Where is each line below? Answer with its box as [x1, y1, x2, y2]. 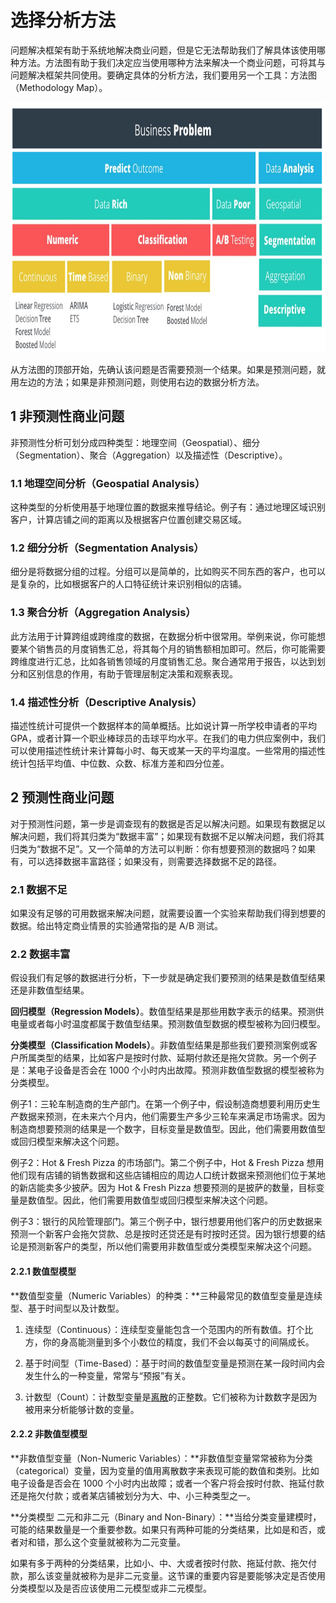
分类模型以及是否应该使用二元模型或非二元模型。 [10, 1582, 212, 1594]
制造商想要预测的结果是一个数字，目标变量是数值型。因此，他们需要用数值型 [10, 1123, 326, 1135]
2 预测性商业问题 [10, 789, 115, 806]
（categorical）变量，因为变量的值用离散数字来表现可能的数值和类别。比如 [10, 1464, 320, 1476]
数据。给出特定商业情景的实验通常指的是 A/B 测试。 [10, 920, 224, 932]
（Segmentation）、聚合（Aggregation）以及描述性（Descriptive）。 [10, 449, 288, 461]
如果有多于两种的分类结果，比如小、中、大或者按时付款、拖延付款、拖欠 [10, 1557, 308, 1569]
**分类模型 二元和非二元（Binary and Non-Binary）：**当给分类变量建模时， [10, 1511, 322, 1523]
